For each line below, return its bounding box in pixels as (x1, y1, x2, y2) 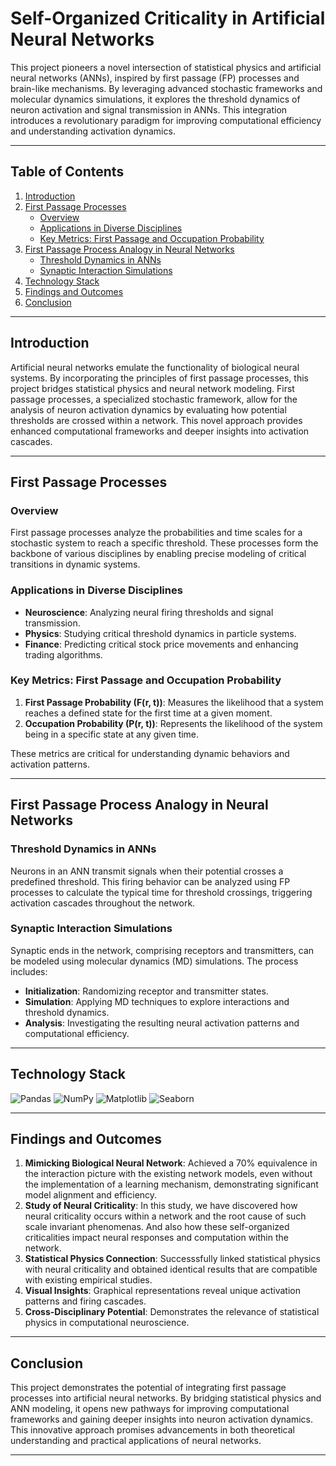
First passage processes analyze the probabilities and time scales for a (10, 527, 303, 539)
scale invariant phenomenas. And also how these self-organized (24, 1221, 290, 1233)
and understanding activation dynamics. (10, 125, 176, 137)
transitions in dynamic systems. (10, 558, 141, 571)
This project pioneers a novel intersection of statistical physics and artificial (10, 61, 322, 73)
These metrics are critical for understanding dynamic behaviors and (10, 747, 290, 759)
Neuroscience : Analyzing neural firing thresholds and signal (24, 606, 274, 618)
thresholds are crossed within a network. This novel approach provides (10, 414, 303, 426)
